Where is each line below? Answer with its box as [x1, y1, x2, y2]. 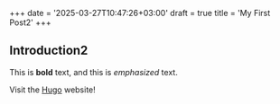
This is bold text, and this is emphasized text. [9, 66, 178, 77]
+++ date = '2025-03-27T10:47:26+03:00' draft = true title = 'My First [9, 8, 271, 18]
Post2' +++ [9, 17, 51, 28]
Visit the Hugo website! [9, 84, 97, 95]
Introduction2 [9, 43, 89, 58]
